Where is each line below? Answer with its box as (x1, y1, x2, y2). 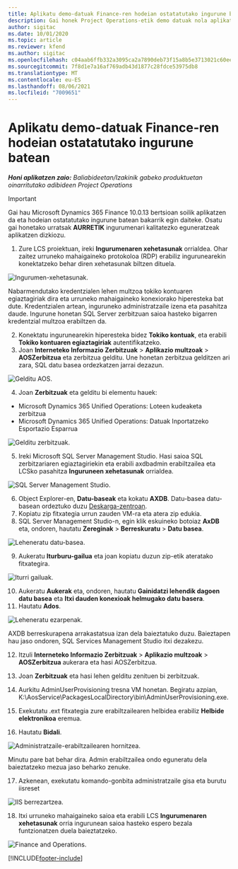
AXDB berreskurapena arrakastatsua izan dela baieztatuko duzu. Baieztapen (8, 629, 231, 638)
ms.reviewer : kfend (8, 43, 66, 50)
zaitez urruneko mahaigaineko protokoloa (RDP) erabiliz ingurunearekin (18, 252, 227, 260)
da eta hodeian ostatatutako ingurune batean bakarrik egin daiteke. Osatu (8, 216, 222, 224)
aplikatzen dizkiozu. (8, 231, 66, 239)
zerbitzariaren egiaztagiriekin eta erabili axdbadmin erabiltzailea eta (18, 459, 216, 468)
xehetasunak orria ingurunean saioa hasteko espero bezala (18, 819, 193, 828)
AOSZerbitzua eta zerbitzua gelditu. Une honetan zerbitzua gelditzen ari (18, 353, 230, 362)
